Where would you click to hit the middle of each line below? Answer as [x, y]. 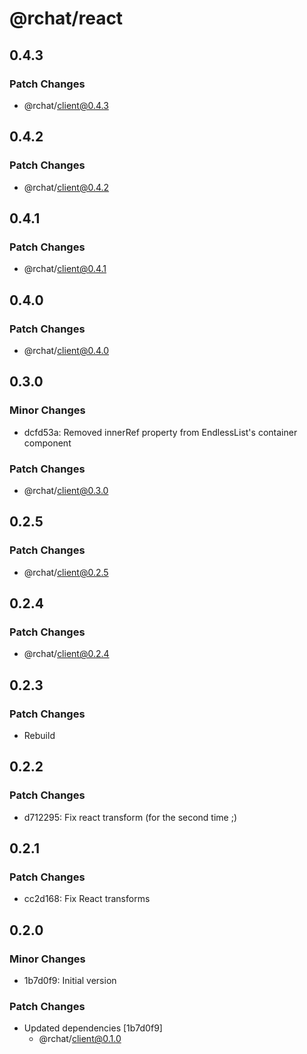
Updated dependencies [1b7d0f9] [93, 1028]
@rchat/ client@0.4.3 [66, 105]
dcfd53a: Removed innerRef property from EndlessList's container [160, 432]
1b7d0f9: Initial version [70, 981]
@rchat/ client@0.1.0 [80, 1039]
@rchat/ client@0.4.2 [66, 187]
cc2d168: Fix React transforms [87, 899]
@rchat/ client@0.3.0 [66, 490]
